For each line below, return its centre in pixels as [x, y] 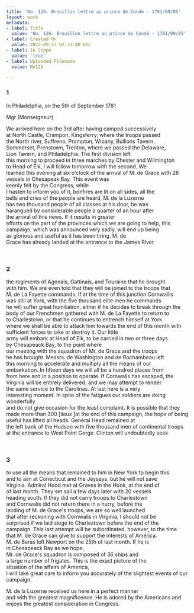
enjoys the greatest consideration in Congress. [63, 604]
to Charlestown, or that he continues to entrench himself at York [84, 319]
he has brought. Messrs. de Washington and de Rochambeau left [85, 357]
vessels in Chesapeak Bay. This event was [58, 179]
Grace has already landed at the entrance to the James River [80, 242]
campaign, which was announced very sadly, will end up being [83, 229]
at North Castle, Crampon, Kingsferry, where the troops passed [83, 135]
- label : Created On [32, 39]
